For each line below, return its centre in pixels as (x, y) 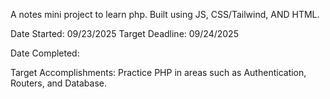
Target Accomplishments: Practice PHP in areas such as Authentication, (158, 72)
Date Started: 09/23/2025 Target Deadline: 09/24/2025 (124, 33)
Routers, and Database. (58, 83)
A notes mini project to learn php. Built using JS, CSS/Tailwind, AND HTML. (165, 14)
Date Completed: (45, 53)
